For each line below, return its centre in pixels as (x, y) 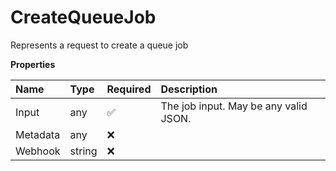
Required (129, 89)
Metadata (38, 134)
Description (189, 89)
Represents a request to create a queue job (99, 45)
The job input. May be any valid (234, 106)
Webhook (38, 151)
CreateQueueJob (83, 17)
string (83, 151)
